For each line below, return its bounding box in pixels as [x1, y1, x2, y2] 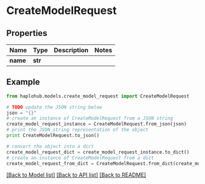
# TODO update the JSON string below [6, 104, 103, 110]
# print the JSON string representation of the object [6, 127, 149, 133]
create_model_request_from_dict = [6, 160, 95, 166]
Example [6, 77, 40, 87]
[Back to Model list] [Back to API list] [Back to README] [6, 171, 146, 179]
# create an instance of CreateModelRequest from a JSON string [6, 115, 173, 122]
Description [54, 46, 88, 54]
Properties [6, 28, 48, 38]
